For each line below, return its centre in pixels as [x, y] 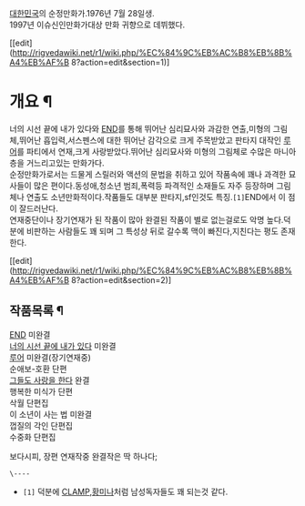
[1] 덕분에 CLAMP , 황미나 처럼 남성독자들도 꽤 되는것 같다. [125, 491]
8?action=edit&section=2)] [122, 279]
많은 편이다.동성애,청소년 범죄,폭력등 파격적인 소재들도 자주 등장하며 [154, 186]
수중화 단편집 [33, 437]
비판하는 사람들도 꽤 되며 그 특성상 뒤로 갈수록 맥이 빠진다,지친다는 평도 [152, 231]
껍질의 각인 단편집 [41, 425]
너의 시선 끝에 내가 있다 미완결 [63, 346]
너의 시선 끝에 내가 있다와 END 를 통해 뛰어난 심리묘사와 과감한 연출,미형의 [140, 128]
